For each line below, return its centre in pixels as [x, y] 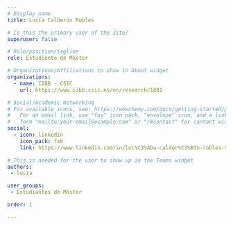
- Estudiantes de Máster [46, 192]
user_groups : [26, 186]
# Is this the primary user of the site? [68, 33]
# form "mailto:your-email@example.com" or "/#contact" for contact [111, 122]
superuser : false [32, 39]
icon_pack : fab [42, 141]
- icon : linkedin [38, 135]
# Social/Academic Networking [51, 102]
